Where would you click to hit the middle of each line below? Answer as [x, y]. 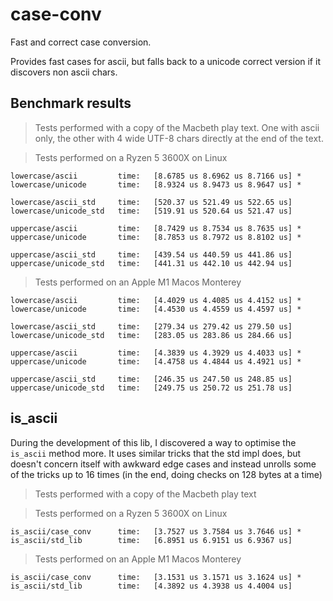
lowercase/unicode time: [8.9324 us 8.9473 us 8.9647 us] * [156, 184]
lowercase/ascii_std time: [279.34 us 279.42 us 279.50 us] [151, 326]
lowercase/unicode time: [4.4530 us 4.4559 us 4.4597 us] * [156, 309]
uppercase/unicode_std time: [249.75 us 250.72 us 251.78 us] [151, 388]
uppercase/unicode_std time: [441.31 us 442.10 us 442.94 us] [151, 263]
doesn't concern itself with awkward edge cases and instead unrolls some [163, 464]
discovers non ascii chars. [64, 72]
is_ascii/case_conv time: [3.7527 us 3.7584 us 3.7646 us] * [156, 531]
